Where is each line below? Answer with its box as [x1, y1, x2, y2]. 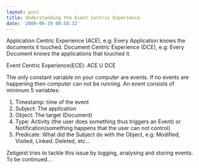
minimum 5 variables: [6, 87, 60, 94]
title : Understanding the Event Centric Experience [6, 15, 140, 21]
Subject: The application [15, 105, 77, 112]
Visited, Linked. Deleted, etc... [15, 137, 91, 145]
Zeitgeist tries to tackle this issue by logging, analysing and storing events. [6, 149, 194, 156]
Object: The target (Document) [15, 111, 93, 119]
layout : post [6, 9, 40, 15]
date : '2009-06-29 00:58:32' [6, 20, 80, 26]
